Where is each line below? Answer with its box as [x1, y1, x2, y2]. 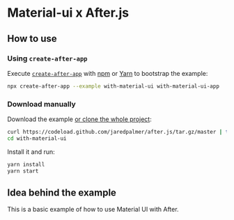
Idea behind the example [7, 187, 117, 198]
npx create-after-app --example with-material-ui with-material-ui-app [7, 82, 219, 90]
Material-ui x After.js [7, 5, 130, 21]
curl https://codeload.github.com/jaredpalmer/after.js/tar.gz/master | [7, 129, 223, 136]
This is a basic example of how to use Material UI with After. [7, 205, 179, 214]
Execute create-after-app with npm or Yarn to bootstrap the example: [7, 69, 208, 77]
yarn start [7, 167, 39, 175]
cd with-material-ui [7, 134, 68, 142]
